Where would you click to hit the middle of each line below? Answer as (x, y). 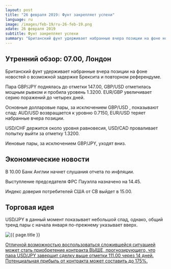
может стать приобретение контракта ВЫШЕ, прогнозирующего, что (80, 250)
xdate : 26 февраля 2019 (31, 29)
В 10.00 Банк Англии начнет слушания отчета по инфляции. (70, 172)
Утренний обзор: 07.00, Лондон (58, 59)
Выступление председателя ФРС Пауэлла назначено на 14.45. (73, 181)
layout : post (19, 10)
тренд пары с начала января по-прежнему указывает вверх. (72, 225)
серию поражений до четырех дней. (45, 97)
